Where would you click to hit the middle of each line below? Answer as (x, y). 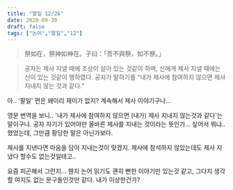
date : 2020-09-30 (32, 20)
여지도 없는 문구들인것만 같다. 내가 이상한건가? (77, 180)
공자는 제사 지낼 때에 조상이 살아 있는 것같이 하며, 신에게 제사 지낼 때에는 (122, 69)
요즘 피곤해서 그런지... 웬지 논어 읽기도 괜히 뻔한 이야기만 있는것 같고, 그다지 (110, 171)
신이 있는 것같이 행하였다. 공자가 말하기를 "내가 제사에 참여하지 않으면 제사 (125, 77)
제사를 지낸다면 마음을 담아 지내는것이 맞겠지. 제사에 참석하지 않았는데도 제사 (111, 148)
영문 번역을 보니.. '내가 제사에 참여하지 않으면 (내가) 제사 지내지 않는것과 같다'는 (115, 116)
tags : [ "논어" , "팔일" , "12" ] (45, 33)
